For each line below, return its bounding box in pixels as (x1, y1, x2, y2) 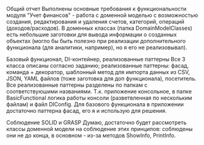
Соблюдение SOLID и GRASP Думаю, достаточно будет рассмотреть (6, 119, 187, 126)
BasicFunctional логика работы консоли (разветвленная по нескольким (6, 94, 192, 101)
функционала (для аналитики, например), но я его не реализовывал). (6, 44, 188, 51)
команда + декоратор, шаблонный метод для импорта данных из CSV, (6, 69, 190, 75)
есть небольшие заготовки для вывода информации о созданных (6, 31, 177, 38)
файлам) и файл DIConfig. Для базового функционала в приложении (6, 101, 184, 108)
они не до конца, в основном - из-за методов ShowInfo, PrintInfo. (6, 132, 176, 139)
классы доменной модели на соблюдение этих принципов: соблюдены (6, 126, 193, 132)
